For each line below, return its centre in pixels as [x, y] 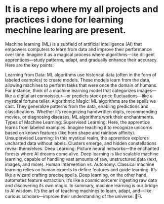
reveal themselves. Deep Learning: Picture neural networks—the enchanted [82, 148]
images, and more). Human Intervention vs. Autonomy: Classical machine [80, 164]
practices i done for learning [64, 20]
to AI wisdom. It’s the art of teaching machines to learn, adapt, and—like [78, 191]
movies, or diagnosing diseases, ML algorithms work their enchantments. [80, 117]
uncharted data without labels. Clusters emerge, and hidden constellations [81, 143]
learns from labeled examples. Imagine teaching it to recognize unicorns [79, 127]
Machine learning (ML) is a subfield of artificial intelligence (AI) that [74, 44]
